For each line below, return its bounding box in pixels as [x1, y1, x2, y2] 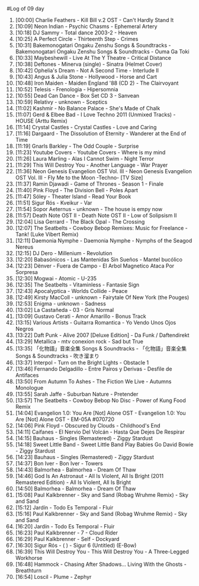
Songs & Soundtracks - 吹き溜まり [15, 352, 100, 359]
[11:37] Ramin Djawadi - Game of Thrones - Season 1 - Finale [15, 180, 164, 187]
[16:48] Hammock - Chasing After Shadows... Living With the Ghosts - [15, 560, 187, 568]
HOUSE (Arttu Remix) [15, 117, 68, 124]
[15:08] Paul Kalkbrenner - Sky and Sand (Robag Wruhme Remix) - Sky [15, 492, 189, 498]
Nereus [15, 243, 34, 250]
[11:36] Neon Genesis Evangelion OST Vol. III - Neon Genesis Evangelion [15, 168, 192, 174]
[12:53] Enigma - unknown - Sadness [15, 300, 106, 307]
